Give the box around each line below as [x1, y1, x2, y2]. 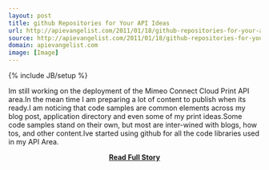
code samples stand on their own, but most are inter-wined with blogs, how [8, 121, 258, 129]
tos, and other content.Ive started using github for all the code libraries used [8, 128, 260, 138]
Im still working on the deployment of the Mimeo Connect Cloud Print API [8, 86, 250, 96]
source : [8, 34, 34, 42]
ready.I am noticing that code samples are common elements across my [8, 103, 246, 113]
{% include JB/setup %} [8, 71, 88, 80]
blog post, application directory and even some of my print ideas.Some [8, 112, 243, 121]
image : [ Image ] [8, 49, 59, 57]
